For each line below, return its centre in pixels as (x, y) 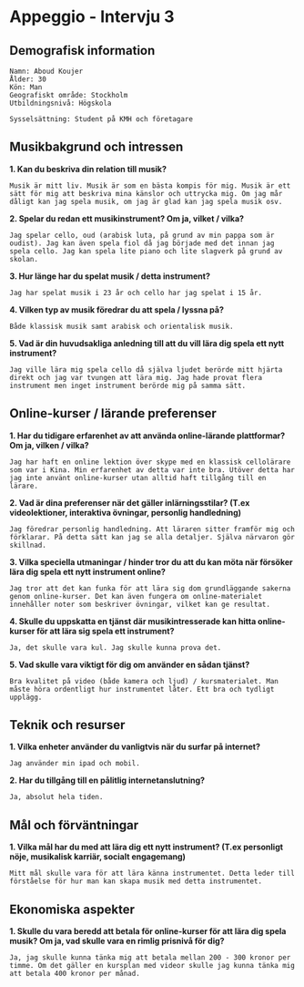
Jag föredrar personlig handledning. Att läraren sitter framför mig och (152, 529)
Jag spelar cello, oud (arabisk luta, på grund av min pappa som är (142, 235)
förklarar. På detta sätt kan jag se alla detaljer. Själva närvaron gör (152, 537)
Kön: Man (26, 87)
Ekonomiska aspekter (72, 909)
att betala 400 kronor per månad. (75, 974)
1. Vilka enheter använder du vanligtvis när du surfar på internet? (135, 747)
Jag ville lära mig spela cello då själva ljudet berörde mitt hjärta (146, 370)
